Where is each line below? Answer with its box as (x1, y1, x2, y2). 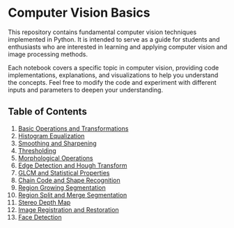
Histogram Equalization (17, 131, 85, 140)
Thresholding (17, 146, 56, 154)
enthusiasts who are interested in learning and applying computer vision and (8, 42, 228, 51)
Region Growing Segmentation (17, 183, 107, 192)
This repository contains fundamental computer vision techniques (8, 28, 197, 36)
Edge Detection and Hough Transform (17, 161, 127, 170)
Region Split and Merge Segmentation (17, 190, 127, 199)
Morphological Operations (17, 154, 93, 162)
